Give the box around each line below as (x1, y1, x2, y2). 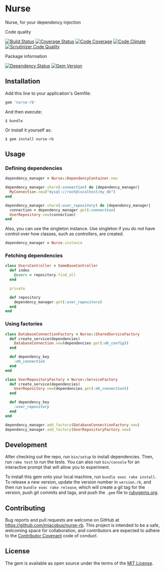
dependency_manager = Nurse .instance (5, 241, 83, 245)
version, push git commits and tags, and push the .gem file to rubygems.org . (5, 489, 159, 495)
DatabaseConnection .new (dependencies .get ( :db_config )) (14, 341, 129, 346)
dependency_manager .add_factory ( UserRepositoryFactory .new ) (5, 427, 132, 432)
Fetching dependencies (5, 252, 63, 259)
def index (9, 268, 30, 273)
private (9, 286, 26, 291)
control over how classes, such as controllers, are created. (5, 231, 124, 237)
